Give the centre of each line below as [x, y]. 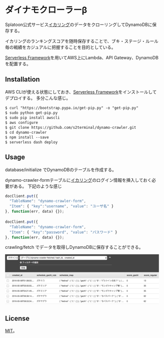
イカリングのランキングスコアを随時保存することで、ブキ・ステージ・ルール [82, 41]
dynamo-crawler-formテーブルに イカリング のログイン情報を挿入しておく [79, 180]
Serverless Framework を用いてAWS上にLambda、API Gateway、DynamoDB [82, 57]
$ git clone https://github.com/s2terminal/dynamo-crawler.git [71, 127]
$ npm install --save [27, 137]
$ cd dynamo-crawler [26, 132]
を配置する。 [18, 64]
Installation [22, 80]
